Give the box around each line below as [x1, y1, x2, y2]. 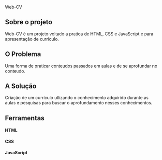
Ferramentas [5, 114, 44, 122]
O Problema [5, 50, 41, 58]
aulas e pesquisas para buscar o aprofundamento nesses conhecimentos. [5, 100, 152, 106]
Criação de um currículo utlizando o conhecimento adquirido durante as [5, 95, 149, 101]
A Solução [5, 82, 37, 90]
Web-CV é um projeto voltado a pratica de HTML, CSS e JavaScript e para [5, 31, 154, 37]
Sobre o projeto [5, 18, 52, 26]
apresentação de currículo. [5, 36, 59, 42]
